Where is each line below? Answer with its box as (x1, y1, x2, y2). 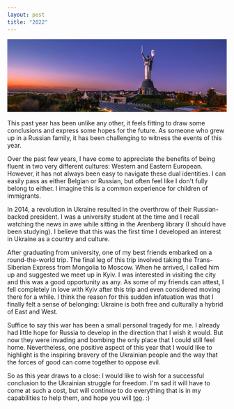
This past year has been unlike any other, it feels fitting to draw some (7, 119, 205, 128)
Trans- (194, 256, 213, 264)
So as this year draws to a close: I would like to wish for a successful (7, 371, 204, 380)
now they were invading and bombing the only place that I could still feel (7, 336, 215, 344)
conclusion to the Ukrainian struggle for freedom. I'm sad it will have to (7, 379, 210, 387)
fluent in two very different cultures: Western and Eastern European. (7, 162, 203, 171)
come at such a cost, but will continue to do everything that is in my (7, 387, 201, 395)
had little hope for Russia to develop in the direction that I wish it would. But (7, 328, 224, 337)
